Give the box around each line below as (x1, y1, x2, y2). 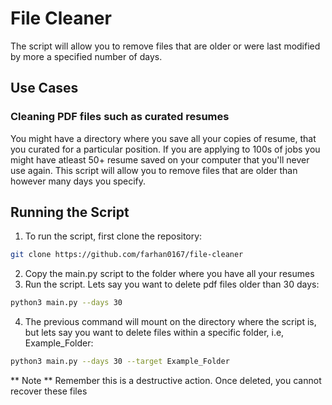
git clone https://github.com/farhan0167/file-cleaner (10, 250, 244, 260)
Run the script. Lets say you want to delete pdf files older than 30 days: (24, 278, 320, 291)
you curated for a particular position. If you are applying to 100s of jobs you (10, 143, 321, 155)
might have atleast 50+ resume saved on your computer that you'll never (10, 153, 310, 166)
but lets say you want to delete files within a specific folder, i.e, (24, 327, 285, 339)
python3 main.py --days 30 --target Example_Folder (10, 357, 230, 367)
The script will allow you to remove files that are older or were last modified (10, 40, 321, 52)
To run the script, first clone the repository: (24, 230, 203, 242)
